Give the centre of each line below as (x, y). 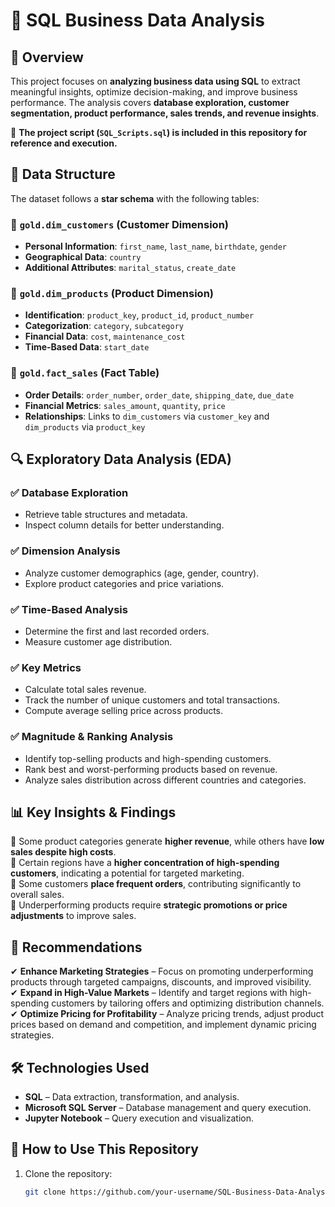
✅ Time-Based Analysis (69, 609)
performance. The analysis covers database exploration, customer (150, 102)
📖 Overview (47, 57)
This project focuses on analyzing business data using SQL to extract (155, 81)
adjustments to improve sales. (73, 916)
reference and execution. (64, 143)
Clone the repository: (68, 1173)
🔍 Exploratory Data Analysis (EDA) (121, 459)
